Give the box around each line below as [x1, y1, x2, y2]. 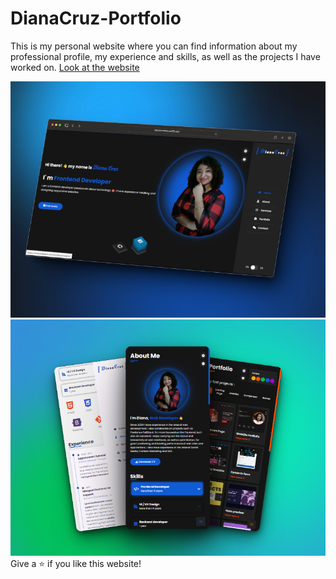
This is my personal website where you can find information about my [10, 40, 298, 52]
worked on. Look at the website [10, 61, 140, 73]
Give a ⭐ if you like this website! [10, 557, 142, 569]
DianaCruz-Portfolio [10, 7, 182, 30]
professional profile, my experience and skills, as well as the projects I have [10, 50, 321, 62]
